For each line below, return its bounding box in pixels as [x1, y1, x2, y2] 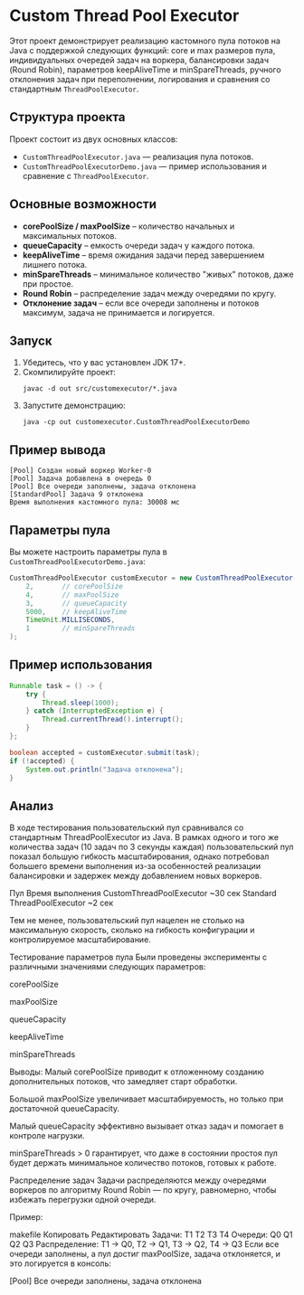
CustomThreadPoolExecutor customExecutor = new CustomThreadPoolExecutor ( [9, 573, 298, 582]
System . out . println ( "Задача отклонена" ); [25, 765, 184, 774]
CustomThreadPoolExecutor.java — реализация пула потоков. [22, 151, 254, 162]
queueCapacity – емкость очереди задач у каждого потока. [22, 240, 255, 250]
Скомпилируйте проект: [22, 367, 116, 378]
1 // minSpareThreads [25, 624, 136, 633]
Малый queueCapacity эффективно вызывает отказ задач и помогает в [9, 1120, 284, 1131]
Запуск [9, 333, 52, 348]
